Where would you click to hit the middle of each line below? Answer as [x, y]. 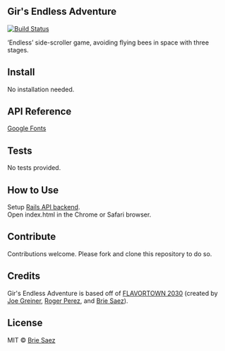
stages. [18, 50]
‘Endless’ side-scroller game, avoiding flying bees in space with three [108, 42]
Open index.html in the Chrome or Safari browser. [79, 214]
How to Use [33, 190]
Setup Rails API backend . [44, 207]
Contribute [32, 237]
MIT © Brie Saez [31, 340]
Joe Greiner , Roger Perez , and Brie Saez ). [68, 301]
